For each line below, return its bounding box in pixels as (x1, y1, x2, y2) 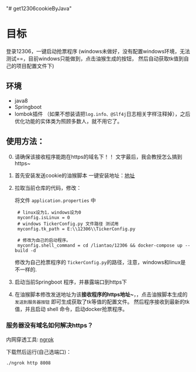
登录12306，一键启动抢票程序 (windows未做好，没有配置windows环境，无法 (6, 47, 190, 54)
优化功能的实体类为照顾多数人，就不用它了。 (14, 117, 123, 125)
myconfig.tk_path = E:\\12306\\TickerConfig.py (17, 226, 136, 232)
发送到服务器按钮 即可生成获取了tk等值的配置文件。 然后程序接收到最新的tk (14, 298, 190, 305)
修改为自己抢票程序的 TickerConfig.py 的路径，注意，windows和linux (14, 258, 181, 265)
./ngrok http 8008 (6, 360, 51, 366)
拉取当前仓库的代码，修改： (14, 184, 82, 191)
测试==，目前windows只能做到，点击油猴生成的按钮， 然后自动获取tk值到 (6, 55, 184, 62)
